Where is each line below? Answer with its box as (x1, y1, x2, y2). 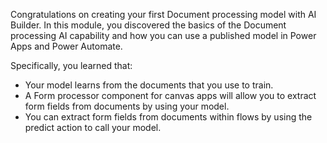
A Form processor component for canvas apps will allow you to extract (24, 90, 317, 101)
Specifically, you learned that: (10, 60, 133, 71)
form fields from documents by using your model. (24, 100, 230, 112)
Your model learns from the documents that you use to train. (24, 79, 274, 91)
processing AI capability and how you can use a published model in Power (10, 30, 317, 41)
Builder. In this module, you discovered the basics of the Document (10, 19, 287, 31)
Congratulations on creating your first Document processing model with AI (10, 9, 317, 20)
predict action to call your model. (24, 122, 162, 133)
